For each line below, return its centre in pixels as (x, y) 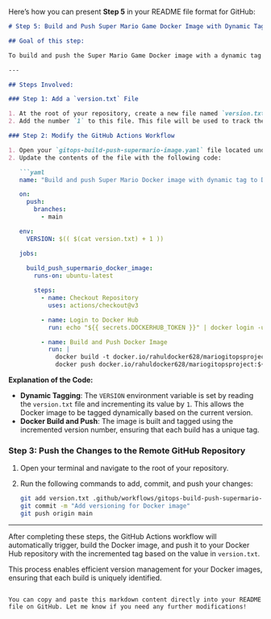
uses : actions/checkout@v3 (93, 305)
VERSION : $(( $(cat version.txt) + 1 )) (95, 239)
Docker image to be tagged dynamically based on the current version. (136, 413)
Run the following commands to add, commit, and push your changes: (136, 484)
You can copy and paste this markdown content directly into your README (135, 600)
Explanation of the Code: (51, 380)
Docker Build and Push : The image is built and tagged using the (127, 421)
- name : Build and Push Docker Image (104, 342)
